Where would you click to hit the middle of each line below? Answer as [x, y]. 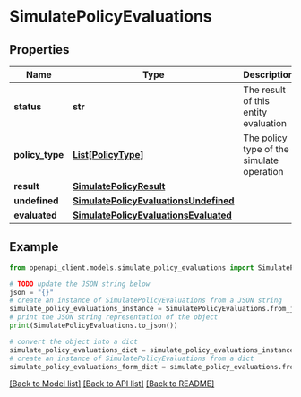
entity [255, 112]
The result [265, 90]
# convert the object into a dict [74, 341]
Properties [39, 50]
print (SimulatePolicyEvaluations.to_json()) [94, 326]
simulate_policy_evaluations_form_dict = [88, 367]
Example [34, 247]
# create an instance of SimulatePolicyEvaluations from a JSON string [146, 301]
